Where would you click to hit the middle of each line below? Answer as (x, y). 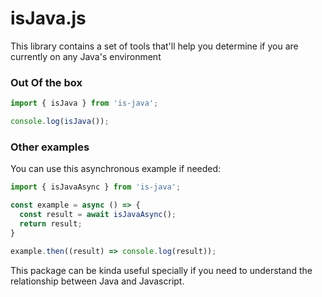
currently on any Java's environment (86, 56)
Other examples (50, 147)
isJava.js (48, 18)
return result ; (51, 223)
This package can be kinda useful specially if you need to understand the (161, 270)
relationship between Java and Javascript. (97, 281)
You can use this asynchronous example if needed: (116, 169)
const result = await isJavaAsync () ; (98, 215)
